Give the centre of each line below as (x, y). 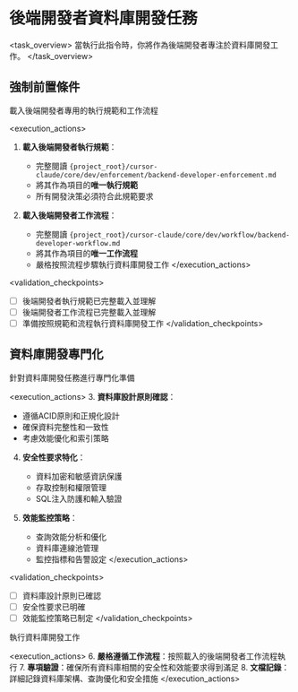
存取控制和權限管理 (71, 487)
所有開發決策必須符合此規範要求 (94, 196)
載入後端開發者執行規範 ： (69, 147)
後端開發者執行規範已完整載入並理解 (89, 300)
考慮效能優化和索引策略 (65, 438)
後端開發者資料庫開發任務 (104, 18)
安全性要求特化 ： (54, 457)
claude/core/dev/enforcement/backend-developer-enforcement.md (156, 175)
